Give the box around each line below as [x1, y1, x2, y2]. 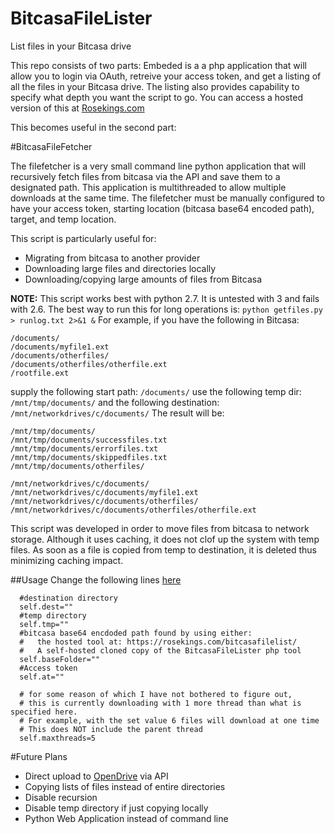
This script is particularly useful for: [10, 232, 157, 244]
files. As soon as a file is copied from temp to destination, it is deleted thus [10, 543, 318, 556]
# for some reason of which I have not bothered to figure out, [19, 689, 293, 699]
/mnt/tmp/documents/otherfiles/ [10, 461, 145, 471]
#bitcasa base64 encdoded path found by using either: [19, 628, 253, 638]
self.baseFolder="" [19, 654, 101, 664]
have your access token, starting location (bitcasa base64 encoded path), [10, 202, 315, 214]
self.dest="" [19, 602, 74, 612]
